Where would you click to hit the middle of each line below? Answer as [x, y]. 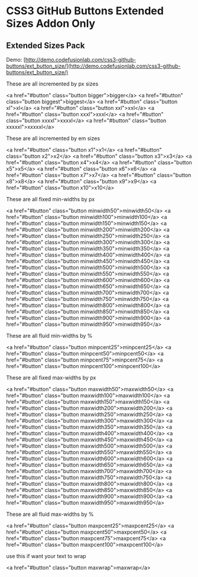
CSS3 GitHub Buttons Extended [85, 11]
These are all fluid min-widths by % [49, 336]
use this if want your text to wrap [46, 556]
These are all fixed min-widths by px [51, 199]
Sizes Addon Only [51, 23]
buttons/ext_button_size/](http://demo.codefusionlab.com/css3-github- [93, 66]
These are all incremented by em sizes [53, 138]
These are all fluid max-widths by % [50, 514]
